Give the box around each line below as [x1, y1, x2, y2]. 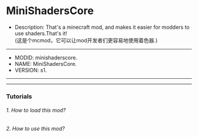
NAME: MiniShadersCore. [14, 60, 77, 67]
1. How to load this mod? [6, 107, 66, 114]
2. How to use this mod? [6, 125, 65, 132]
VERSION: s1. [14, 66, 47, 73]
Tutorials [6, 92, 32, 101]
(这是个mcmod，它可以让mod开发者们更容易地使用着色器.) [14, 36, 158, 44]
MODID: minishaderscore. [14, 54, 78, 61]
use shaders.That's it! [14, 29, 68, 36]
